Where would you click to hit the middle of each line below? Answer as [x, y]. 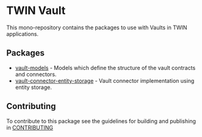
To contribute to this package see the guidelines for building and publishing [101, 121]
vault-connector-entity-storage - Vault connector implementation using [105, 80]
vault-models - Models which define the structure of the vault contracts [105, 68]
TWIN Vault [36, 11]
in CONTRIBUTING [30, 127]
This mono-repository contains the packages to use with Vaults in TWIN [97, 27]
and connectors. [36, 74]
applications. [22, 33]
